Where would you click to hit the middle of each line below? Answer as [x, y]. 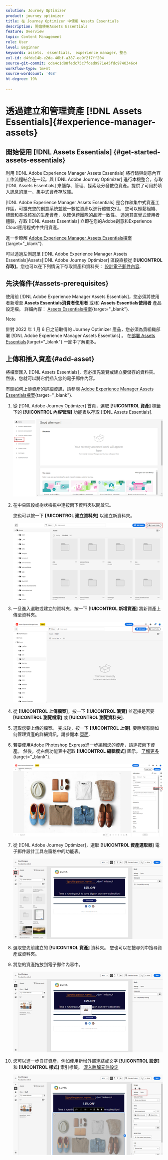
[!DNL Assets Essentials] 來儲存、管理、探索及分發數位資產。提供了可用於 [82, 185]
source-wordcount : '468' [31, 74]
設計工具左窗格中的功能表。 [55, 851]
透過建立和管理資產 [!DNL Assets [74, 111]
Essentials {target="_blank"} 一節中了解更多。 [52, 341]
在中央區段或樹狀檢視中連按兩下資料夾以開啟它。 [63, 505]
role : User [17, 42]
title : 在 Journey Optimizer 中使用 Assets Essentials [62, 21]
